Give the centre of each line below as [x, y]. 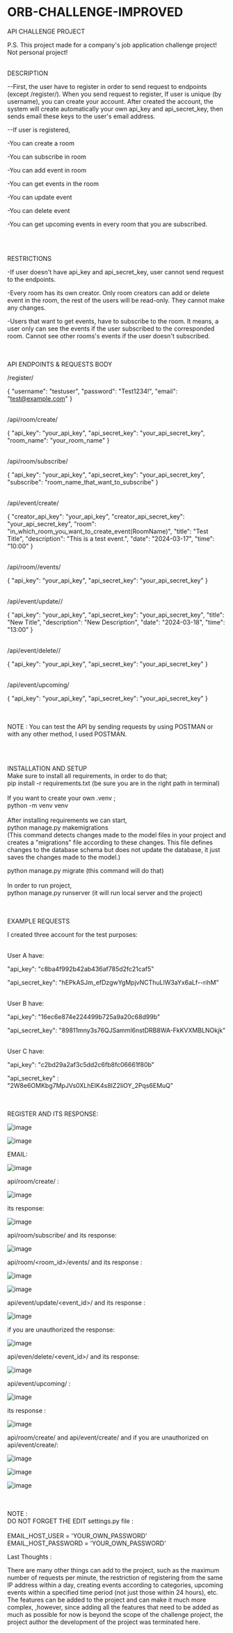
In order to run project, [40, 885]
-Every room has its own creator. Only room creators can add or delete [109, 292]
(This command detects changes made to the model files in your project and [116, 835]
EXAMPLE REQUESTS [39, 921]
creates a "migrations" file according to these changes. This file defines [110, 842]
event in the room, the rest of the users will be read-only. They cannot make [116, 300]
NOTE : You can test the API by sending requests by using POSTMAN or [110, 726]
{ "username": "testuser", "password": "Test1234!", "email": [93, 391]
